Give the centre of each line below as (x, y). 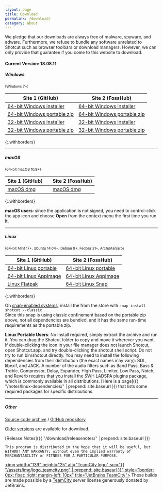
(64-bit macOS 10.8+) (23, 169)
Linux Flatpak (23, 284)
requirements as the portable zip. (38, 325)
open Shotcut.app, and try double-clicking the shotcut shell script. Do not (79, 350)
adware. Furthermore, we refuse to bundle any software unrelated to (73, 42)
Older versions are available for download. (47, 429)
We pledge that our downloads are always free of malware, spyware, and (78, 37)
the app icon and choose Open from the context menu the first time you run (81, 216)
